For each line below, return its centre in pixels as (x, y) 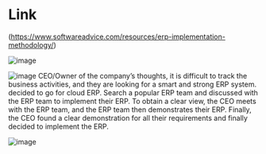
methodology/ (31, 44)
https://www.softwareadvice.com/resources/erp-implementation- (118, 37)
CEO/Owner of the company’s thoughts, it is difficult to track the (143, 75)
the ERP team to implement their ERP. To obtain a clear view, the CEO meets (132, 101)
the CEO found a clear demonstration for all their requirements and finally (128, 117)
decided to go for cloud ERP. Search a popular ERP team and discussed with (133, 92)
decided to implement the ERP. (59, 126)
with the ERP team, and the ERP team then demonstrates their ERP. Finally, (130, 110)
